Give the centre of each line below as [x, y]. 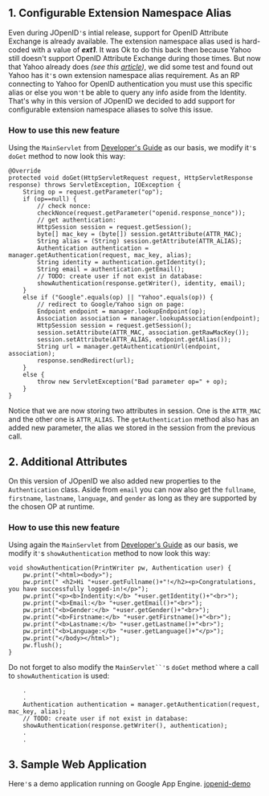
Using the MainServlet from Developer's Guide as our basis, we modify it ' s [132, 148]
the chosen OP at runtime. [51, 506]
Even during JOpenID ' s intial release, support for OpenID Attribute [118, 32]
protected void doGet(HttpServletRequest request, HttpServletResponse [130, 178]
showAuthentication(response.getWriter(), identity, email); [142, 284]
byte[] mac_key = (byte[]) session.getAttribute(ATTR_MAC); [140, 235]
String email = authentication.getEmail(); [111, 269]
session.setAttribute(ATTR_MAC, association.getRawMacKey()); [143, 333]
